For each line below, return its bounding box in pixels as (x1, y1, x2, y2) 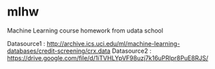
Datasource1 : (7, 39, 46, 47)
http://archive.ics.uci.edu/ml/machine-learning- (46, 39, 180, 47)
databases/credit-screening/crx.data (7, 47, 111, 55)
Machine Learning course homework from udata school (7, 26, 164, 34)
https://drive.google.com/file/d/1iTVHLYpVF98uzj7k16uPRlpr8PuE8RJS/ (7, 53, 209, 62)
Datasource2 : (111, 47, 152, 55)
